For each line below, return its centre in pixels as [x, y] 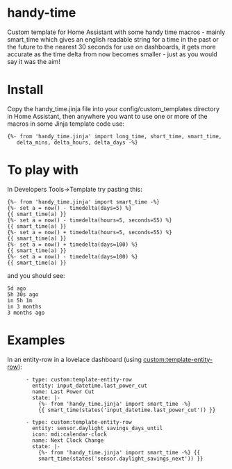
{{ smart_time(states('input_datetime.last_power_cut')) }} [127, 410]
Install [25, 90]
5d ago [17, 288]
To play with [43, 170]
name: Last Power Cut [64, 392]
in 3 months [24, 306]
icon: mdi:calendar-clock [70, 434]
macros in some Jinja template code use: [66, 124]
